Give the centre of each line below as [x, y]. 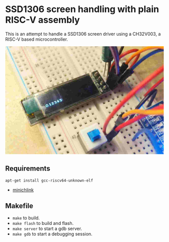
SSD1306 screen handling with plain [82, 9]
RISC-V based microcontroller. [37, 39]
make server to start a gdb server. [47, 229]
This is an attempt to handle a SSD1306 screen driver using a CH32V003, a [83, 34]
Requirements [28, 168]
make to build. [26, 218]
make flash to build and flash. [43, 223]
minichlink [23, 190]
